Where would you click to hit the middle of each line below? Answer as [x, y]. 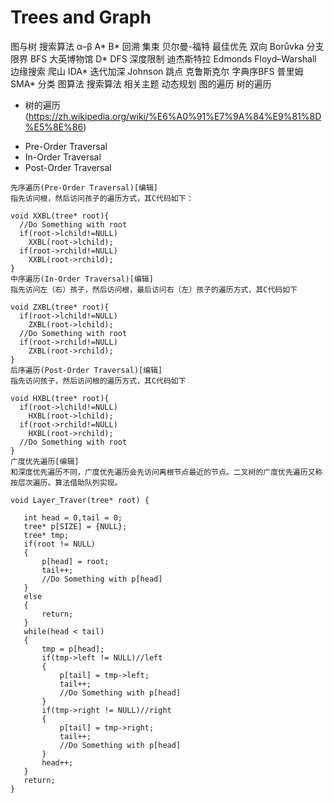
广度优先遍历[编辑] [45, 461]
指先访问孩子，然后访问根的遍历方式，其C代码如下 [98, 381]
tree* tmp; [46, 535]
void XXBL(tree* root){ [60, 216]
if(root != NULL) [60, 544]
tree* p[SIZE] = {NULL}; [75, 526]
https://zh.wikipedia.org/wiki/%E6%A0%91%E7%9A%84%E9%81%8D [175, 116]
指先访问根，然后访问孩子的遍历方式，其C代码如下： [102, 198]
